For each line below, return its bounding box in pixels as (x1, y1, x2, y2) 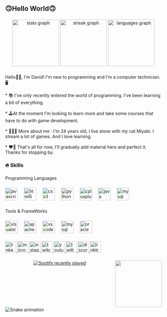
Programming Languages (5, 175, 57, 181)
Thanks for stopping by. (5, 149, 54, 155)
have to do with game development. (5, 117, 79, 124)
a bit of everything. (5, 100, 44, 106)
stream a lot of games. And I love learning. (5, 133, 92, 139)
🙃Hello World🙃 (5, 4, 56, 13)
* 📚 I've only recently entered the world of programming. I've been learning (5, 93, 161, 99)
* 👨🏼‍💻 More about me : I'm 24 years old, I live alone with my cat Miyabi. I (5, 128, 154, 134)
